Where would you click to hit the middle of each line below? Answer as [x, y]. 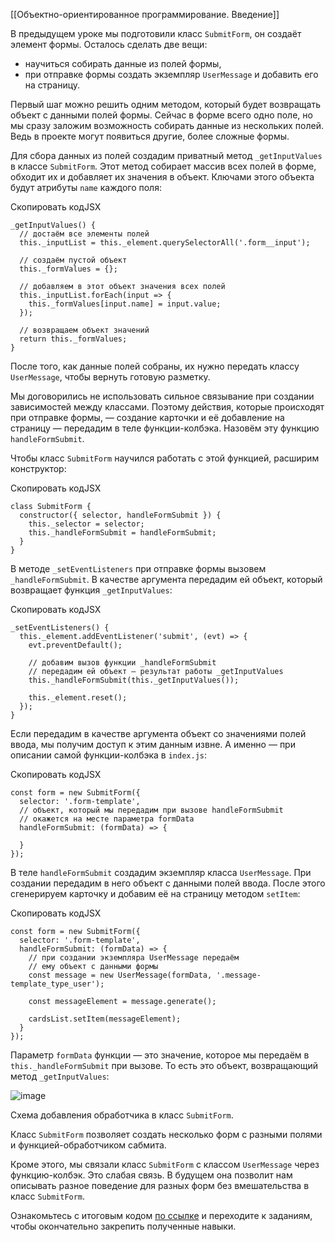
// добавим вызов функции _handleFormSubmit [122, 663]
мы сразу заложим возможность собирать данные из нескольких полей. [167, 125]
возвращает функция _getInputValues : [91, 590]
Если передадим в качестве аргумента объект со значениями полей [158, 733]
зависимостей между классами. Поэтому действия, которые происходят [167, 407]
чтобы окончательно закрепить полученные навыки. [123, 1226]
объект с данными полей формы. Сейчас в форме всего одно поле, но [161, 115]
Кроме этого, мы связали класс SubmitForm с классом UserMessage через [165, 1164]
